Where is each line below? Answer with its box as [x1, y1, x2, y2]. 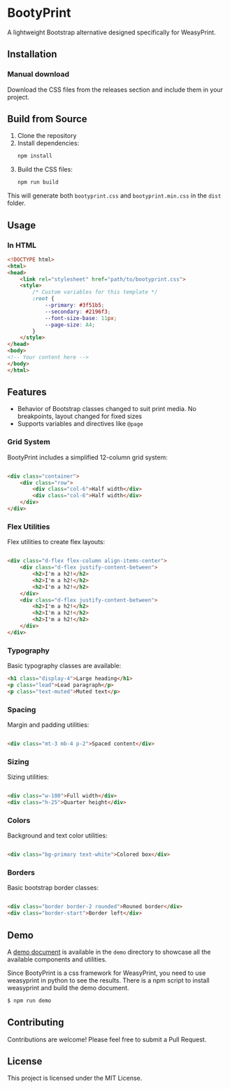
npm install [17, 153, 52, 160]
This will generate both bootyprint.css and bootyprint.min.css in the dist [7, 191, 222, 200]
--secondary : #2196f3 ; [44, 308, 111, 315]
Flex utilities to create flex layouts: [7, 538, 106, 546]
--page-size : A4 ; [44, 321, 96, 328]
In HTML [7, 240, 37, 250]
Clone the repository [17, 132, 77, 140]
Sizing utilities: [7, 772, 49, 782]
